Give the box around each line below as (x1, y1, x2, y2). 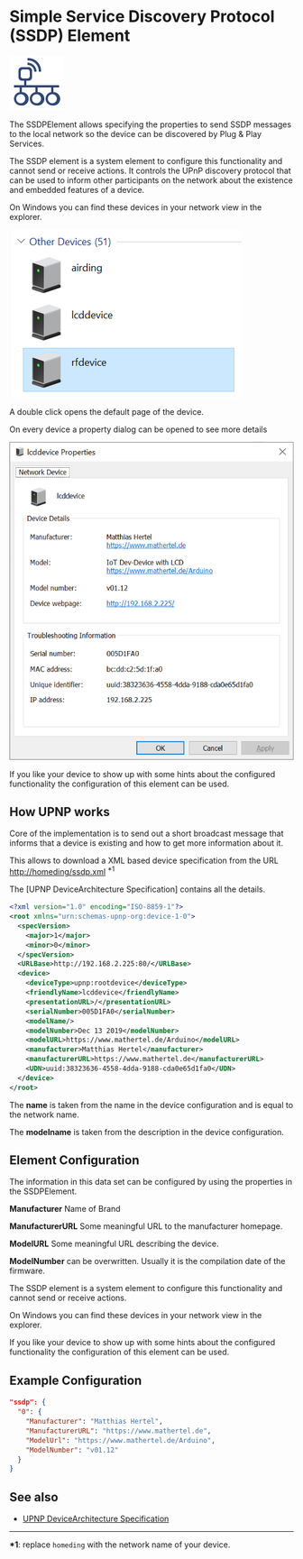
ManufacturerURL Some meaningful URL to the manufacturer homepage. (9, 1221, 283, 1232)
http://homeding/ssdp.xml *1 (9, 865, 115, 877)
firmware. (9, 1265, 45, 1277)
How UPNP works (9, 804, 110, 820)
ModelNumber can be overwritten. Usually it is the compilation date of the (9, 1256, 286, 1267)
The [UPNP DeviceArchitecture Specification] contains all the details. (9, 884, 266, 894)
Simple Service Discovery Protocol (9, 6, 275, 27)
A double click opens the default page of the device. (9, 406, 205, 417)
